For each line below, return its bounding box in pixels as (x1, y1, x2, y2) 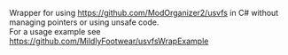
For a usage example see (9, 27, 101, 36)
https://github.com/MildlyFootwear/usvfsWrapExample (9, 35, 209, 46)
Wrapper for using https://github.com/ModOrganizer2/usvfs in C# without (9, 8, 279, 18)
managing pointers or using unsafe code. (9, 17, 160, 27)
